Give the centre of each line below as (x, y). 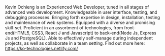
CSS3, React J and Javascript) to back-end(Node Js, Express (94, 33)
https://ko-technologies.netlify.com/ (42, 48)
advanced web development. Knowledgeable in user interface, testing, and (81, 12)
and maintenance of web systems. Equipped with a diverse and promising (80, 22)
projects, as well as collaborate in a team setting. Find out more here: (75, 43)
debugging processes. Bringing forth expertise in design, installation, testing (82, 17)
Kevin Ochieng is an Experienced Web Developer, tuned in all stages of (77, 7)
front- (130, 28)
